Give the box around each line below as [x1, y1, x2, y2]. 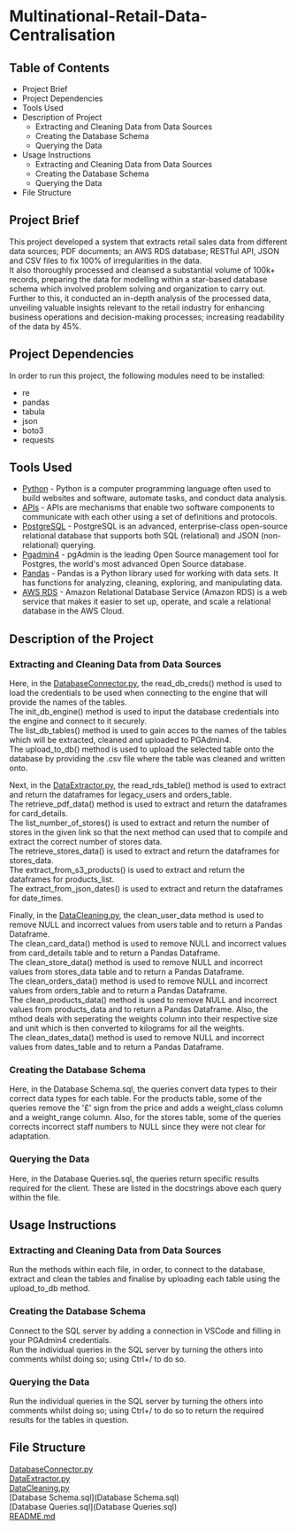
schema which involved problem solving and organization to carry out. [9, 283, 266, 294]
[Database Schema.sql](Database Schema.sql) [9, 1492, 179, 1503]
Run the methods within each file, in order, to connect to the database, [9, 1264, 266, 1275]
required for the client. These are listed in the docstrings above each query [9, 1182, 282, 1193]
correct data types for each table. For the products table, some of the [9, 1093, 263, 1104]
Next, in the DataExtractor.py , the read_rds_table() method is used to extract [9, 780, 286, 791]
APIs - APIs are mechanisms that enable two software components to [21, 502, 276, 513]
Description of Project [21, 112, 103, 122]
